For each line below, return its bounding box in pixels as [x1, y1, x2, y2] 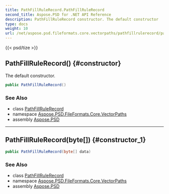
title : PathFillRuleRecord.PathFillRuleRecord [5, 7, 105, 13]
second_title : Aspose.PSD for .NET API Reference [5, 12, 112, 17]
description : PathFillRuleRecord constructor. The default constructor [5, 17, 158, 22]
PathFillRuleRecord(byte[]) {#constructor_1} [5, 136, 146, 144]
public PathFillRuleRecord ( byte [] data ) [5, 149, 92, 154]
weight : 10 [5, 26, 28, 31]
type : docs [5, 21, 28, 27]
